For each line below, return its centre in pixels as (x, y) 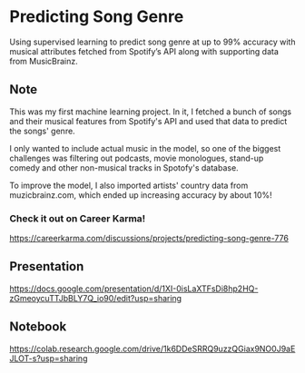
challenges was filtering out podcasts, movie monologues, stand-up (137, 158)
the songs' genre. (42, 131)
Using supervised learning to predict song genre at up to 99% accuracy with (152, 42)
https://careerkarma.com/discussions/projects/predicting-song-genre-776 (149, 239)
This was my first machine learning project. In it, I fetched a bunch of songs (151, 112)
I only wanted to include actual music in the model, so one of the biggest (145, 148)
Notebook (38, 327)
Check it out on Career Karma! (78, 218)
